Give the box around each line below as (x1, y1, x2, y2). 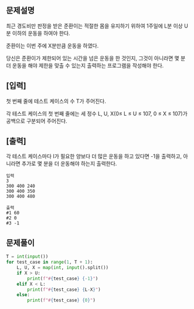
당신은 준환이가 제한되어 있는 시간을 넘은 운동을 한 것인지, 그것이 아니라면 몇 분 (6, 55, 186, 62)
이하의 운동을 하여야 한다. (12, 29, 70, 36)
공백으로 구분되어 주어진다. (6, 117, 67, 125)
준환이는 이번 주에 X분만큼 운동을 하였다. (6, 42, 99, 49)
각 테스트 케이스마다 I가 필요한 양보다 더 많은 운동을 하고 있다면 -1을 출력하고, (6, 153, 182, 160)
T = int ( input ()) (6, 254, 49, 260)
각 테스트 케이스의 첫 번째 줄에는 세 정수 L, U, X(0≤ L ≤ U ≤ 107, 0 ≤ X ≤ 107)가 (6, 110, 188, 117)
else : (16, 292, 30, 298)
